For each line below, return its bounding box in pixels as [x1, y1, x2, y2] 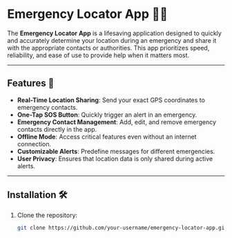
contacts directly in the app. [17, 125, 97, 133]
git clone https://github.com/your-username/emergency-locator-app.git [17, 224, 228, 231]
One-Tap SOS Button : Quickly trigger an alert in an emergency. [17, 110, 197, 119]
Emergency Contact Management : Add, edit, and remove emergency [17, 117, 216, 126]
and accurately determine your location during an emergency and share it [7, 36, 217, 44]
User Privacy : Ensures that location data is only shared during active [17, 155, 213, 163]
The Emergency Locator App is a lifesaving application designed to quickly [7, 29, 222, 37]
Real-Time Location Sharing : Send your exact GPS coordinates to [17, 96, 206, 104]
